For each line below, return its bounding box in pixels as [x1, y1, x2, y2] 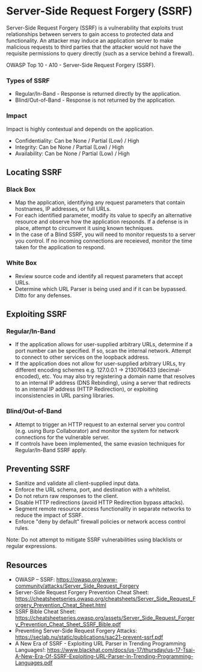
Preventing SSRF [6, 464, 70, 474]
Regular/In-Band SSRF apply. [14, 446, 87, 453]
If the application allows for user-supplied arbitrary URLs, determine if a [14, 341, 193, 348]
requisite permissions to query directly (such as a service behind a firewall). [6, 49, 194, 57]
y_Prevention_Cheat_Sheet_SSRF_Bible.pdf [14, 621, 121, 628]
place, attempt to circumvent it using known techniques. [14, 225, 155, 232]
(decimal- [157, 366, 182, 374]
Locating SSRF [6, 167, 62, 177]
